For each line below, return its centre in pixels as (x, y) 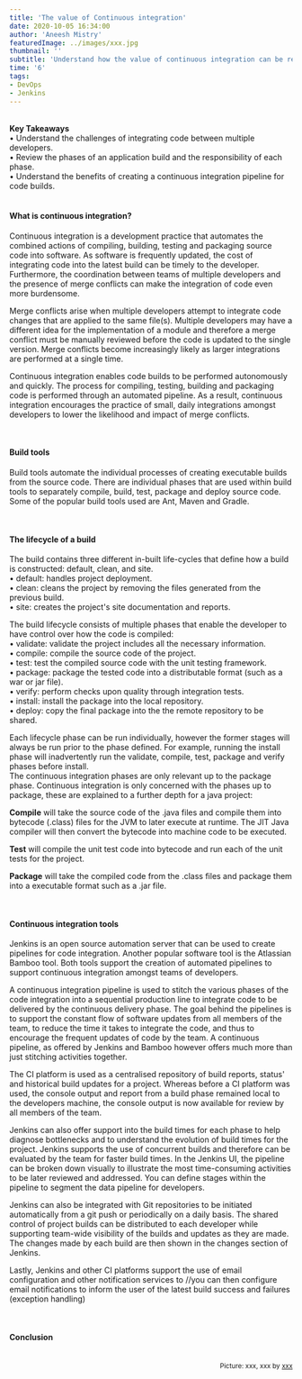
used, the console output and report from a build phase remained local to (145, 1093)
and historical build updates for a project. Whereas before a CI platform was (150, 1084)
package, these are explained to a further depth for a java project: (131, 795)
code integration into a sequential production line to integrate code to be (143, 1000)
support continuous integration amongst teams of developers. (124, 973)
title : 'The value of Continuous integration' (98, 18)
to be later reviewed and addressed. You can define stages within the (138, 1178)
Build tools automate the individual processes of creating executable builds (148, 472)
